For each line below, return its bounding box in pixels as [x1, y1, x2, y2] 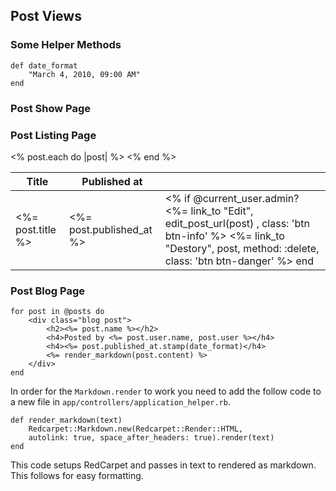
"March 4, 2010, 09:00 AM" [28, 69, 141, 79]
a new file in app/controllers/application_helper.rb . [10, 396, 231, 408]
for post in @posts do [10, 307, 105, 317]
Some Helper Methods [10, 38, 122, 52]
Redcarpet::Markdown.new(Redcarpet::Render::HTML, [28, 424, 244, 434]
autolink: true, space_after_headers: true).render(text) [28, 433, 275, 443]
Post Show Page [10, 101, 91, 115]
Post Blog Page [10, 284, 85, 298]
